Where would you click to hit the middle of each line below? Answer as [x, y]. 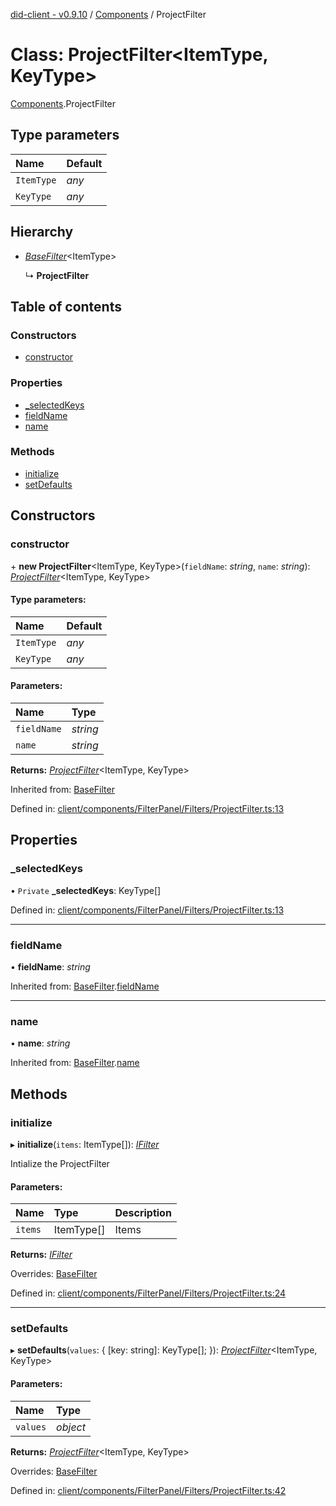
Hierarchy [42, 232]
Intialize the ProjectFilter [60, 1163]
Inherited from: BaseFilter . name [75, 1063]
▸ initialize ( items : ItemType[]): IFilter [85, 1144]
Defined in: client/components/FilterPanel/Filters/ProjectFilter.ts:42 [148, 1490]
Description [143, 1213]
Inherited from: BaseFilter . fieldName [85, 986]
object [71, 1427]
